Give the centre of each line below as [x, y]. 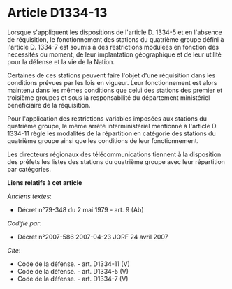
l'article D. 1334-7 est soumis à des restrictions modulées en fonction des [113, 47]
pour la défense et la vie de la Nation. [61, 61]
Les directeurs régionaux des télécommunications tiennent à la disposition [114, 154]
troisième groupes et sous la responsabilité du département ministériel [109, 97]
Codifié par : [24, 223]
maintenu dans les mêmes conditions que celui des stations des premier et [115, 90]
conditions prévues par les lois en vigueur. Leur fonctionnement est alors [112, 82]
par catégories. [29, 169]
